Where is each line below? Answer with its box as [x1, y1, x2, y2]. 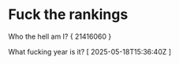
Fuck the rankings [8, 6, 129, 24]
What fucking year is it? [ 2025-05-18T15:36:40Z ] [8, 47, 172, 56]
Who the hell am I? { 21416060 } [8, 32, 112, 41]
